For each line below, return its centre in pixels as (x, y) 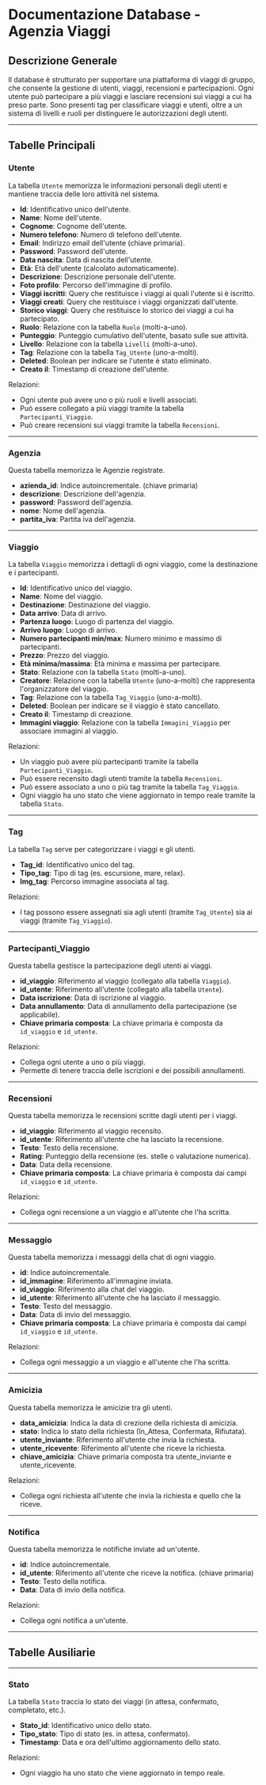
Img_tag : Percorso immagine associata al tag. (94, 881)
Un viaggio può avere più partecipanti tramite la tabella (109, 762)
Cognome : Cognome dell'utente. (73, 226)
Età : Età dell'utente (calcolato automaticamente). (99, 268)
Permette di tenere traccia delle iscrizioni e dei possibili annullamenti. (133, 1070)
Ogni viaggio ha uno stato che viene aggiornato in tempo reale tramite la (137, 795)
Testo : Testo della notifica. (63, 1581)
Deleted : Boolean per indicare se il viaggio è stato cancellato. (120, 706)
